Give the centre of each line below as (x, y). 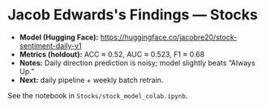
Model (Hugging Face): (59, 37)
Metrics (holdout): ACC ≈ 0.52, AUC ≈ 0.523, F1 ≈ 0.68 (112, 54)
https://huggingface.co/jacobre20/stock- (169, 37)
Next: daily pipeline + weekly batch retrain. (91, 80)
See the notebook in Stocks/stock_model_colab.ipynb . (98, 95)
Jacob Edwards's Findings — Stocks (133, 15)
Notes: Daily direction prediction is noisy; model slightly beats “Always (137, 63)
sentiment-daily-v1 (50, 45)
